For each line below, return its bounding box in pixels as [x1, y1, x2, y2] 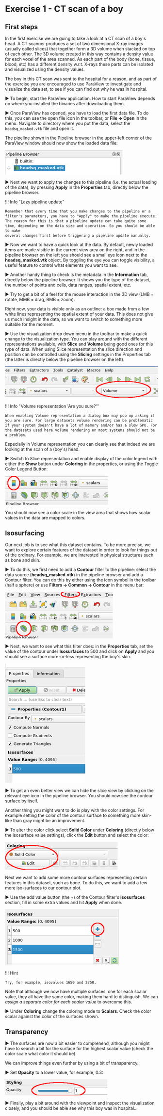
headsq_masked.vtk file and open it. [5, 126, 74, 131]
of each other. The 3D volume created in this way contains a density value [5, 51, 154, 57]
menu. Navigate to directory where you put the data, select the [5, 120, 130, 126]
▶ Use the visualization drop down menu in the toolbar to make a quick [5, 331, 147, 337]
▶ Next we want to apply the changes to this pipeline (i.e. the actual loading [5, 179, 157, 185]
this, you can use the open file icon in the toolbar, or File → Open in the [5, 115, 147, 121]
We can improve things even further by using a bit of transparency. [5, 1060, 139, 1066]
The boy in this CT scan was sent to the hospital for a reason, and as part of [5, 76, 157, 81]
